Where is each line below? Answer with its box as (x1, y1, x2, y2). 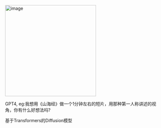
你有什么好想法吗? (13, 107, 51, 113)
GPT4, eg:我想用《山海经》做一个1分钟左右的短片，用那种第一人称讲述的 (5, 101, 152, 107)
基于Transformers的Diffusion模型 (5, 118, 72, 123)
